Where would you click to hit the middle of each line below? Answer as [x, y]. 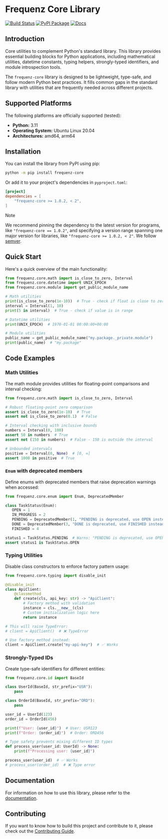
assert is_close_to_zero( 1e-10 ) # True [48, 412]
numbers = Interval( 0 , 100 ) [34, 431]
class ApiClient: [23, 589]
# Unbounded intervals [29, 449]
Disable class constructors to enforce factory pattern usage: [67, 566]
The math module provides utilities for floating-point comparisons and [77, 383]
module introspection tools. [33, 67]
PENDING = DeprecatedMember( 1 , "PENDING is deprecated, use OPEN [81, 519]
